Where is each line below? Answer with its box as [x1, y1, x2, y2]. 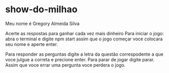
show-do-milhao [5, 4, 78, 15]
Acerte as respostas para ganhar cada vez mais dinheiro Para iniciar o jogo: [5, 30, 164, 36]
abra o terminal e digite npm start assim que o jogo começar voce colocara [5, 36, 163, 42]
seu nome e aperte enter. [5, 41, 58, 47]
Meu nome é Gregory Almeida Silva [5, 20, 80, 27]
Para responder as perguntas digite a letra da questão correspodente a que [5, 51, 164, 57]
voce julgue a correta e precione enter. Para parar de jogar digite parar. [5, 56, 155, 62]
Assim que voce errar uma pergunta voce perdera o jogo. [5, 62, 126, 68]
